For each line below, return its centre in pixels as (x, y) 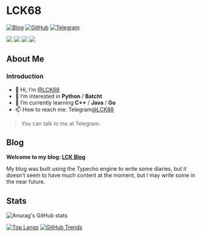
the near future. (26, 182)
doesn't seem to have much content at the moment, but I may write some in (101, 175)
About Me (25, 59)
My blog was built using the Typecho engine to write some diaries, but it (97, 169)
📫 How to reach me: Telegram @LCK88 (64, 109)
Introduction (25, 77)
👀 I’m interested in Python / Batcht (59, 96)
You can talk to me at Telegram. (61, 123)
